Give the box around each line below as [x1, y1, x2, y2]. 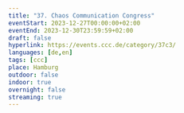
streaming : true [8, 93, 62, 101]
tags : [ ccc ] [8, 56, 48, 64]
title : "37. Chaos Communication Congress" [8, 11, 155, 20]
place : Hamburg [8, 64, 59, 72]
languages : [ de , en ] [8, 49, 73, 56]
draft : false [8, 33, 52, 42]
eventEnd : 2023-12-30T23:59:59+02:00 [8, 26, 134, 34]
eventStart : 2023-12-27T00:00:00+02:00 [8, 19, 141, 27]
